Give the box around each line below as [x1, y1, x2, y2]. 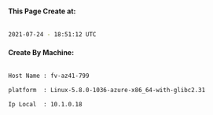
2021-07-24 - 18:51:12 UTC [8, 31, 97, 39]
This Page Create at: [8, 6, 76, 16]
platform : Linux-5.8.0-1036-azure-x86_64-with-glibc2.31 [8, 87, 206, 95]
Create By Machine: [8, 47, 75, 57]
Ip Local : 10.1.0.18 [8, 101, 83, 109]
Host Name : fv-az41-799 [8, 72, 90, 80]
